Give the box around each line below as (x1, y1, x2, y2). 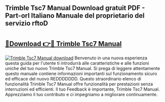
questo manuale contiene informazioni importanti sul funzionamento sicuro (5, 71, 158, 76)
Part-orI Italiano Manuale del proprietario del (5, 12, 145, 20)
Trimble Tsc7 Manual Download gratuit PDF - (5, 4, 145, 12)
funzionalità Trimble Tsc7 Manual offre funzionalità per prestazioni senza (5, 81, 153, 87)
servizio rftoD (5, 19, 48, 27)
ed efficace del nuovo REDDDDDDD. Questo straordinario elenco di (5, 76, 141, 81)
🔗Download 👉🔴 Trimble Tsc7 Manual (5, 39, 122, 48)
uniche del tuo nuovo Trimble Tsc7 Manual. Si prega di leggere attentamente (5, 66, 160, 71)
